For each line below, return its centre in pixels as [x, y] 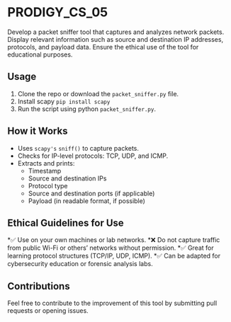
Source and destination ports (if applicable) [91, 193]
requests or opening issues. [48, 311]
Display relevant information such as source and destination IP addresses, [115, 39]
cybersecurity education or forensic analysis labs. [80, 264]
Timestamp [45, 171]
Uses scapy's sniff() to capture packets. [78, 148]
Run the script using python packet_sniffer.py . [86, 109]
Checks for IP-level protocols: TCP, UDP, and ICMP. [93, 156]
